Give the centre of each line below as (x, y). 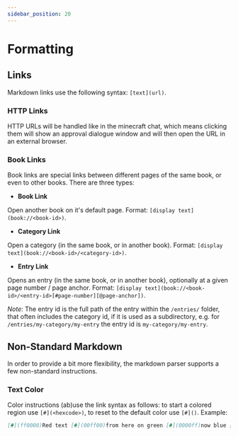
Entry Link (33, 266)
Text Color (25, 389)
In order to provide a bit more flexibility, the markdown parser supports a (113, 364)
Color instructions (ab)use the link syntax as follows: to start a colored (109, 405)
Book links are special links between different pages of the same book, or (114, 175)
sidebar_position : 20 (39, 14)
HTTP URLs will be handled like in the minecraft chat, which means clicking (117, 126)
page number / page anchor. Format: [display (74, 288)
